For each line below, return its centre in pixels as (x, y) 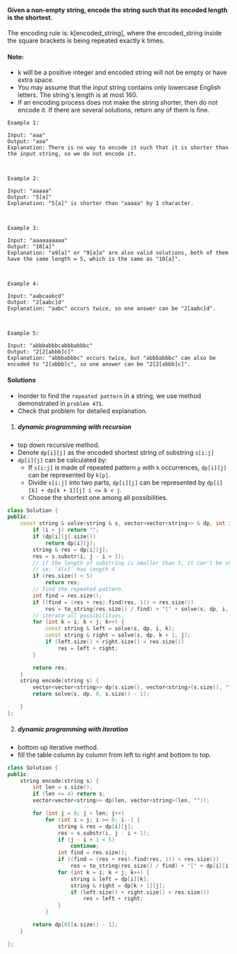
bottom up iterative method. (58, 747)
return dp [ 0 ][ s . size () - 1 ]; (75, 925)
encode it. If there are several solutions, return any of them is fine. (114, 110)
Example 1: (23, 123)
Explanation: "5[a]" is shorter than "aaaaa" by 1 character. (101, 204)
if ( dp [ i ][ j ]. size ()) (65, 537)
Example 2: (23, 179)
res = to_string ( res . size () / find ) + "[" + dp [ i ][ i (150, 866)
